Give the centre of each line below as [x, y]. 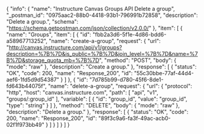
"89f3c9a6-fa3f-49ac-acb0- [135, 118]
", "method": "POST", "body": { [138, 60]
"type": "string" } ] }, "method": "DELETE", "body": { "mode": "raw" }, [93, 105]
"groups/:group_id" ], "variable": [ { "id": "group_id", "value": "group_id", [97, 99]
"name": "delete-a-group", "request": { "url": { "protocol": [120, 86]
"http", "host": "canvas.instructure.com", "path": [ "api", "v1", [82, 92]
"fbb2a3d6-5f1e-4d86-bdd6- [129, 35]
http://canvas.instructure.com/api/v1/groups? [65, 47]
